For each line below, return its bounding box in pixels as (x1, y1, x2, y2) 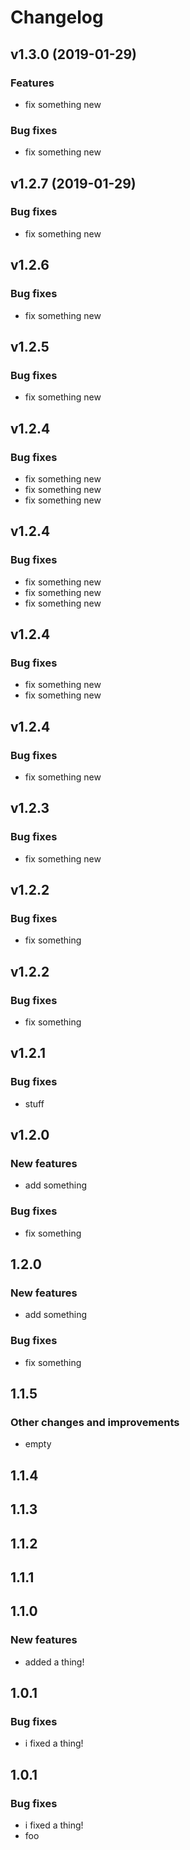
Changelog (10, 6, 104, 29)
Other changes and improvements (10, 1416, 180, 1430)
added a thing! (24, 1656, 85, 1668)
